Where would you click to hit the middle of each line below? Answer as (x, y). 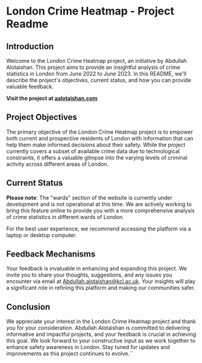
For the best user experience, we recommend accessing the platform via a (99, 229)
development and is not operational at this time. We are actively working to (99, 204)
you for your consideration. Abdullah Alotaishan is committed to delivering (98, 328)
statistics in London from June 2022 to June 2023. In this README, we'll (96, 74)
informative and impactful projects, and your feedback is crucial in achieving (101, 335)
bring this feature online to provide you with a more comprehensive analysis (100, 211)
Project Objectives (42, 117)
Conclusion (28, 307)
